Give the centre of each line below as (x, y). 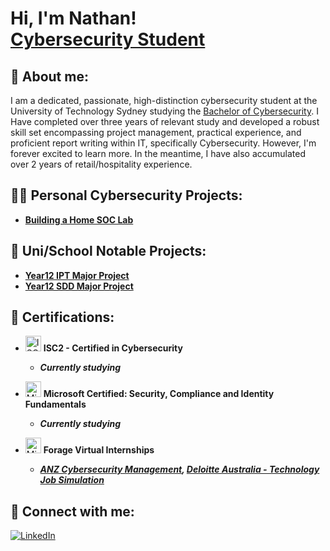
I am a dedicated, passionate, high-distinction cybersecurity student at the (164, 100)
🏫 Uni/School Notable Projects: (108, 251)
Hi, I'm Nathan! (73, 18)
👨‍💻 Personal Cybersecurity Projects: (126, 195)
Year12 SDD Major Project (79, 286)
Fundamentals (55, 404)
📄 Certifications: (62, 317)
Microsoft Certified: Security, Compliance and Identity (159, 394)
